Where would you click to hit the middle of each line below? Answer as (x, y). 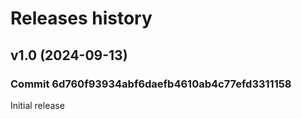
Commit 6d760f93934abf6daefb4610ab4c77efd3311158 (151, 84)
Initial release (37, 105)
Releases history (81, 18)
